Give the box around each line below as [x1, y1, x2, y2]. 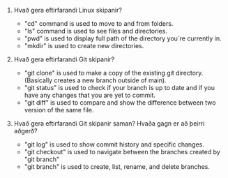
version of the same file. [24, 106, 94, 114]
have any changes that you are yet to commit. [24, 91, 155, 99]
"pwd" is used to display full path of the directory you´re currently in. [24, 34, 222, 43]
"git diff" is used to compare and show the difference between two [24, 98, 216, 107]
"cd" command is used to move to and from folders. [24, 20, 174, 27]
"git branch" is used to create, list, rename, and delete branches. [24, 163, 211, 170]
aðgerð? [13, 127, 38, 135]
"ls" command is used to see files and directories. [24, 27, 167, 35]
